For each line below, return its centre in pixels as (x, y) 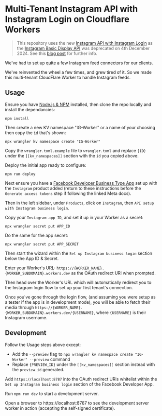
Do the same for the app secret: (37, 235)
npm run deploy (20, 174)
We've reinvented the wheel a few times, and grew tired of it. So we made (78, 72)
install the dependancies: (30, 109)
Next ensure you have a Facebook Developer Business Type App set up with (81, 183)
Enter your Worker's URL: (30, 268)
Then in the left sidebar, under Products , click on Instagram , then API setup (80, 203)
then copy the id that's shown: (36, 133)
